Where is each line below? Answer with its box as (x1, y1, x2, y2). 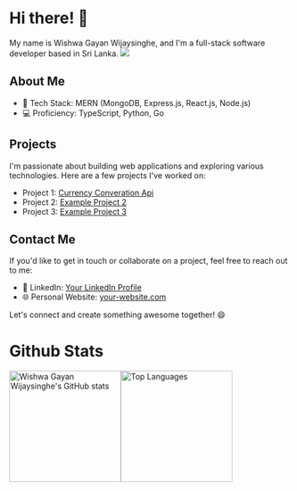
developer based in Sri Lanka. (9, 48, 119, 59)
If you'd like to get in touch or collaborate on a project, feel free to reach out (9, 256, 288, 266)
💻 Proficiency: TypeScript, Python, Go (21, 107, 165, 119)
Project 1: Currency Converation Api (21, 187, 154, 198)
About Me (9, 74, 65, 89)
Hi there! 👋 (9, 8, 89, 29)
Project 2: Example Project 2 (21, 196, 127, 208)
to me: (9, 265, 33, 275)
